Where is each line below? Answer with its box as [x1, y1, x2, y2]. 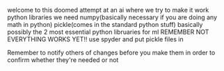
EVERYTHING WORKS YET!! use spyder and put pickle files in [7, 35, 184, 43]
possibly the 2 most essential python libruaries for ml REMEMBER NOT [7, 28, 209, 36]
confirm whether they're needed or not [7, 56, 119, 64]
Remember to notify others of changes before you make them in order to [7, 48, 216, 57]
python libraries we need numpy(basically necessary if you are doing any [7, 13, 218, 21]
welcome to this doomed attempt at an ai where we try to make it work [7, 6, 209, 14]
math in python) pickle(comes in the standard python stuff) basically [7, 21, 203, 28]
